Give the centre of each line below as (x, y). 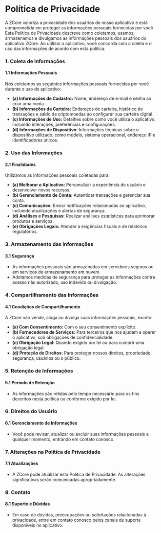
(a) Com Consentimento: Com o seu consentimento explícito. (74, 327)
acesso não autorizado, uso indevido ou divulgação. (64, 282)
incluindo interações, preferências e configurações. (64, 125)
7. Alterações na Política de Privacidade (53, 452)
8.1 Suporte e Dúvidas (28, 504)
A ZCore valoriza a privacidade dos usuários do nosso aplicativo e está (76, 23)
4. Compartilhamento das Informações (52, 295)
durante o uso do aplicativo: (33, 89)
